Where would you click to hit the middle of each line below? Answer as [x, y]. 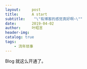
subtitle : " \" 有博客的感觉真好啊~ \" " [44, 19]
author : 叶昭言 [24, 28]
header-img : [17, 33]
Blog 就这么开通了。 [25, 61]
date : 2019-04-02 [30, 23]
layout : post [23, 10]
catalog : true [20, 37]
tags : [11, 42]
